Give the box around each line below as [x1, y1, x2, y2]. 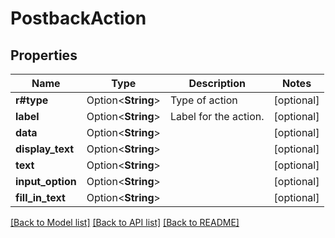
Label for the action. [169, 110, 265, 123]
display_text [15, 142, 75, 156]
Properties [10, 47, 78, 64]
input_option [15, 175, 77, 188]
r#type [15, 93, 49, 107]
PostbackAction [10, 7, 147, 30]
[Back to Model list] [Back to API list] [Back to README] [10, 217, 240, 228]
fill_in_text [15, 191, 66, 204]
